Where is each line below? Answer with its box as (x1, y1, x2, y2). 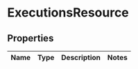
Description (61, 53, 101, 62)
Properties (7, 32, 54, 44)
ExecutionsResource (7, 5, 130, 21)
